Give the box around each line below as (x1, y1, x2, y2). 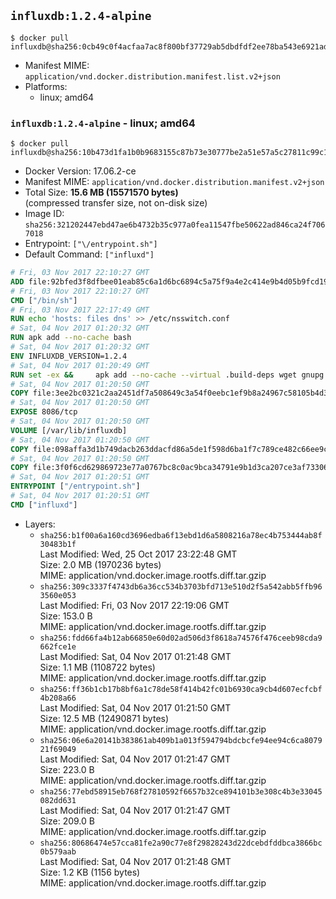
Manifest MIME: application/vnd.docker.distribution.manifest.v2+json (24, 176, 325, 188)
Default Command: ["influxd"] (24, 248, 155, 260)
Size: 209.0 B (39, 815, 95, 827)
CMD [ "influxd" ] (10, 500, 78, 510)
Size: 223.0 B (39, 763, 95, 775)
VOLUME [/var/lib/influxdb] (10, 425, 128, 435)
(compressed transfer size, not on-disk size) (24, 197, 208, 209)
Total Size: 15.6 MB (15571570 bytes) (24, 186, 179, 199)
